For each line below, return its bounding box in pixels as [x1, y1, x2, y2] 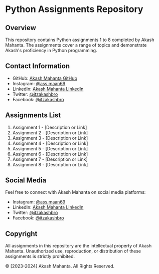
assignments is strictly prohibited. [5, 253, 75, 259]
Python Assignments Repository [5, 4, 143, 15]
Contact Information [5, 62, 70, 71]
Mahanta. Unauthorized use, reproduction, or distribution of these [5, 248, 141, 254]
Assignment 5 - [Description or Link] [12, 145, 88, 151]
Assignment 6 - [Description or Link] [12, 151, 88, 157]
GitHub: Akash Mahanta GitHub [12, 75, 78, 81]
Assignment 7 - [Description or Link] [12, 156, 88, 162]
